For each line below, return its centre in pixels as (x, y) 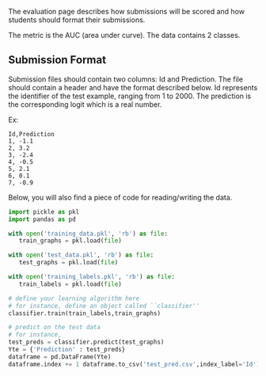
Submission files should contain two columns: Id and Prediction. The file (126, 79)
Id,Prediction (32, 134)
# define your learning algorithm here (74, 298)
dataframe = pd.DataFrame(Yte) (60, 357)
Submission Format (57, 60)
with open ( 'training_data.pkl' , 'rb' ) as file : (88, 234)
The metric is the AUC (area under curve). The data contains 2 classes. (124, 35)
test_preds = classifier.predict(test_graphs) (86, 342)
